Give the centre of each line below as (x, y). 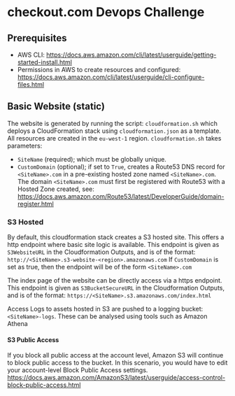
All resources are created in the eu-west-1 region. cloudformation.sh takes (114, 138)
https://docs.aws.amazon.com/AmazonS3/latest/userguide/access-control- (116, 378)
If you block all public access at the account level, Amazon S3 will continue (115, 355)
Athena (17, 324)
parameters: (25, 146)
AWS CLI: (31, 55)
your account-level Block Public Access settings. (78, 370)
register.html (35, 204)
